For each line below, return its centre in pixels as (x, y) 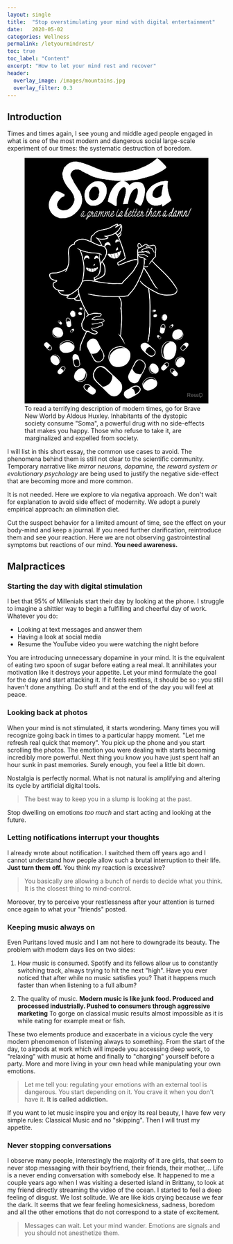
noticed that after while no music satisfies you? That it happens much (116, 978)
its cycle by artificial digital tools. (54, 785)
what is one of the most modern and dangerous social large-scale (101, 141)
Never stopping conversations (60, 1145)
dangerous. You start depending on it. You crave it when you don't (119, 1092)
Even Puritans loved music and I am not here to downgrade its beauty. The (114, 942)
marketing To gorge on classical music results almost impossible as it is (120, 1014)
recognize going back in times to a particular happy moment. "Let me (106, 735)
